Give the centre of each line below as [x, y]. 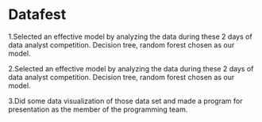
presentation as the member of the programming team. [98, 109]
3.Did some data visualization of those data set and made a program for [125, 101]
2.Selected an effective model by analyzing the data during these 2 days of [131, 68]
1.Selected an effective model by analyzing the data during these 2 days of [130, 36]
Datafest [37, 15]
